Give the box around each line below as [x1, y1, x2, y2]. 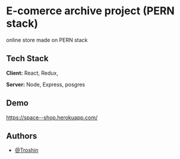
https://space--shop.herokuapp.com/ [6, 114, 98, 121]
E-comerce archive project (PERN [6, 4, 175, 18]
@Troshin [14, 147, 39, 154]
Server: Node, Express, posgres [6, 81, 85, 88]
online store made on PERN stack [6, 36, 88, 43]
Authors [6, 131, 37, 141]
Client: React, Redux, [6, 69, 58, 77]
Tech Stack [6, 53, 49, 63]
